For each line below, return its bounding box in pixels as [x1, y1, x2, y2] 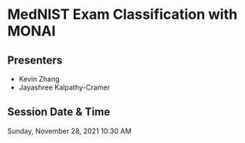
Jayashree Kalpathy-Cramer [18, 82, 111, 92]
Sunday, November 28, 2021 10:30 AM [7, 126, 132, 135]
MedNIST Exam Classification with [7, 5, 238, 24]
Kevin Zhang [18, 75, 60, 83]
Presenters [7, 53, 63, 67]
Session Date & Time [7, 105, 111, 119]
